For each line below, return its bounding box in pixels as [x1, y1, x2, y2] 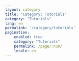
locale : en [14, 48, 36, 53]
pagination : [5, 30, 29, 35]
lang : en [5, 21, 23, 26]
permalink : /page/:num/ [14, 44, 63, 49]
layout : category [5, 7, 41, 12]
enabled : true [14, 35, 43, 40]
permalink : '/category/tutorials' [5, 26, 76, 30]
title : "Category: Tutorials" [5, 12, 67, 17]
